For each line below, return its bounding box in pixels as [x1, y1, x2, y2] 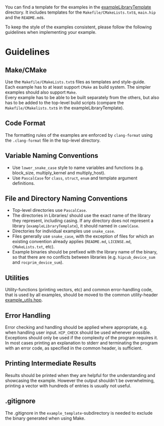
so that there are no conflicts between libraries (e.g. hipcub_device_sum [12, 254, 156, 260]
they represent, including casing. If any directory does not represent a [12, 218, 154, 224]
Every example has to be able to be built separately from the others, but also [5, 95, 160, 100]
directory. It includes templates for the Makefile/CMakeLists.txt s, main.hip [5, 9, 156, 15]
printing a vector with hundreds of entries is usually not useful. [5, 382, 132, 389]
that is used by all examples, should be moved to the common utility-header [5, 292, 158, 298]
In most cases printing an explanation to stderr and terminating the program [5, 340, 158, 346]
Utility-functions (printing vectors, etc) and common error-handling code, [5, 287, 153, 293]
